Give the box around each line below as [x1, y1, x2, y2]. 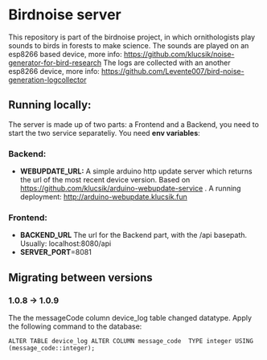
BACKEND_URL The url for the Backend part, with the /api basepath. [19, 231, 248, 240]
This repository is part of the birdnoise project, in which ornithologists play [8, 32, 256, 42]
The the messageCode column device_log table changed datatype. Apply [8, 313, 252, 323]
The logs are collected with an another [103, 58, 231, 67]
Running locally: [8, 98, 92, 112]
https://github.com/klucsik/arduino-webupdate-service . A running [19, 183, 241, 194]
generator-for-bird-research [8, 58, 102, 67]
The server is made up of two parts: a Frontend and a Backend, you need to [8, 119, 260, 129]
